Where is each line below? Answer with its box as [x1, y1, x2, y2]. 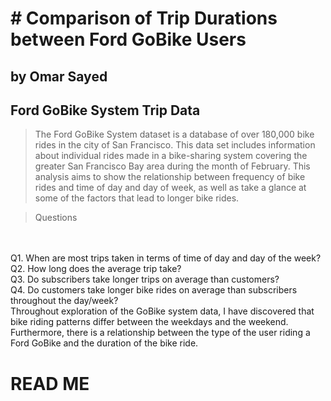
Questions [34, 212, 78, 224]
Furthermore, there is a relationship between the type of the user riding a [10, 327, 311, 339]
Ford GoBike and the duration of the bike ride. [10, 337, 199, 349]
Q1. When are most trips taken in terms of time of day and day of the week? [10, 252, 322, 264]
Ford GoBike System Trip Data [10, 102, 201, 119]
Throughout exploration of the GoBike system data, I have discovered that [10, 305, 315, 317]
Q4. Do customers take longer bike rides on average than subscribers [10, 284, 298, 296]
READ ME [10, 372, 90, 395]
